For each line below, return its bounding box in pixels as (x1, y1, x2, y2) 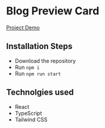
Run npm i (14, 63, 40, 71)
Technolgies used (6, 87, 74, 97)
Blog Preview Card (6, 4, 100, 18)
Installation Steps (6, 41, 73, 51)
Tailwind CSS (14, 115, 48, 123)
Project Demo (6, 24, 40, 31)
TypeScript (14, 109, 42, 117)
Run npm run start (14, 70, 61, 77)
